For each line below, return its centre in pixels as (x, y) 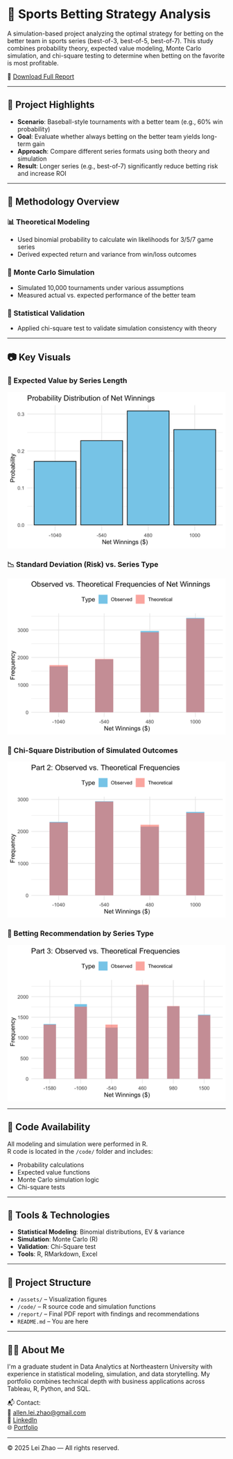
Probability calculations (51, 1165)
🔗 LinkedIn (22, 1420)
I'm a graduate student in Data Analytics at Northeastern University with (110, 1367)
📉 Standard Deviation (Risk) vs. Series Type (83, 564)
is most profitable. (33, 63)
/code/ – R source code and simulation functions (86, 1307)
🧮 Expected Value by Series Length (67, 380)
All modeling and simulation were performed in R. (78, 1144)
